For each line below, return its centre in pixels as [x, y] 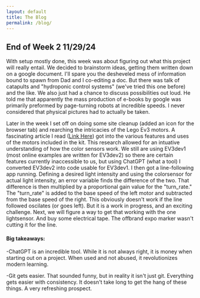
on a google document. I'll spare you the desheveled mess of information [96, 74]
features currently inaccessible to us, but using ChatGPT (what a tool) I [93, 162]
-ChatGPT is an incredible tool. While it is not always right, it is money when [99, 252]
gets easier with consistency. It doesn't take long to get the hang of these [96, 282]
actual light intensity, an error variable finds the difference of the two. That [98, 181]
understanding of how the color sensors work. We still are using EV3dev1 [96, 149]
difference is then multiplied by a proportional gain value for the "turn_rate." [99, 187]
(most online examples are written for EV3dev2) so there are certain [90, 155]
